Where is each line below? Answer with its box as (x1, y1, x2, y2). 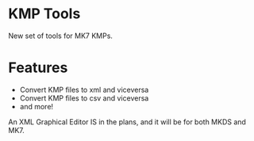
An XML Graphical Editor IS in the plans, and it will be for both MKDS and (8, 116, 246, 127)
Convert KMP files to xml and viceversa (19, 85, 149, 94)
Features (8, 59, 68, 77)
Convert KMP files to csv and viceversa (19, 93, 149, 103)
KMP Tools (8, 5, 81, 23)
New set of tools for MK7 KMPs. (8, 31, 114, 40)
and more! (19, 101, 54, 111)
